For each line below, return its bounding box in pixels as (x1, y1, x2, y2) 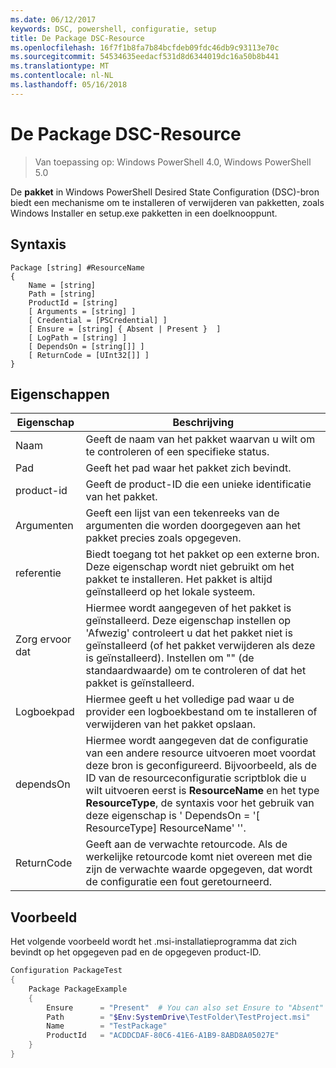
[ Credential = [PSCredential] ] (28, 315, 168, 325)
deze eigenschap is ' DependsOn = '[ (85, 809, 260, 823)
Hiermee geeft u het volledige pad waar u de (85, 692, 295, 706)
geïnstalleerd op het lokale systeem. (85, 585, 256, 599)
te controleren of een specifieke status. (85, 445, 270, 459)
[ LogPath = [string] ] (28, 332, 128, 343)
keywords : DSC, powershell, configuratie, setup (10, 24, 217, 34)
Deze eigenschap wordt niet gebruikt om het (85, 560, 295, 574)
